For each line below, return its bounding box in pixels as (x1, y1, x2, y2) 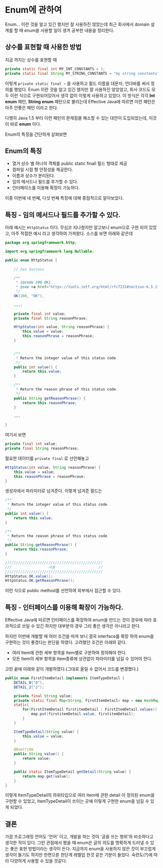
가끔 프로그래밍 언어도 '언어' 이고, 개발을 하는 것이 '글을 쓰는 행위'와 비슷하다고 (5, 834, 154, 839)
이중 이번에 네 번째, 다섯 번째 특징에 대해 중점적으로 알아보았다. (5, 195, 124, 201)
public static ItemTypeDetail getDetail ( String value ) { (14, 769, 131, 774)
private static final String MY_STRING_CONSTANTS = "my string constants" (5, 71, 160, 76)
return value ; (22, 756, 51, 761)
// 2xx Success (14, 267, 45, 272)
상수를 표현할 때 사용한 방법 (5, 43, 81, 51)
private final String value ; (14, 693, 73, 698)
